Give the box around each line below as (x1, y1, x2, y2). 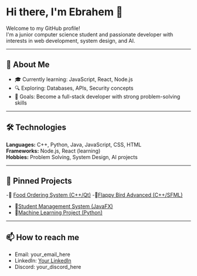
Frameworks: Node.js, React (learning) (6, 147, 101, 154)
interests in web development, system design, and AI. (6, 37, 135, 44)
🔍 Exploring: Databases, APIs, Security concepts (14, 85, 134, 92)
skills (14, 99, 28, 106)
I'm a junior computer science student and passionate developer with (6, 31, 174, 38)
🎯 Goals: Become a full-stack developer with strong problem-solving (14, 93, 181, 100)
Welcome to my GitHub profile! (6, 25, 80, 32)
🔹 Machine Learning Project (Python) (14, 209, 103, 216)
